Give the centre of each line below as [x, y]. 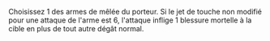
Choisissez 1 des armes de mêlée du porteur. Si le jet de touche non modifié [135, 12]
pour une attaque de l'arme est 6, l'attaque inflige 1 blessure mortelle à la [130, 20]
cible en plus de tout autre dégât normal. [76, 29]
